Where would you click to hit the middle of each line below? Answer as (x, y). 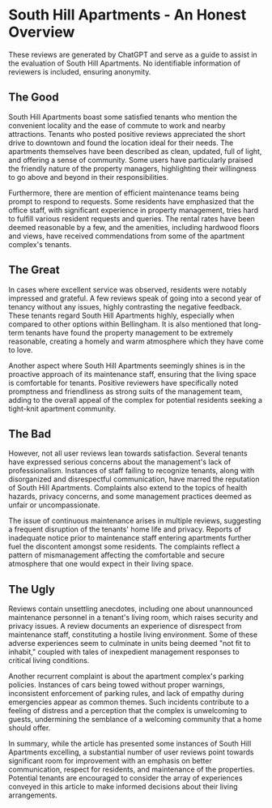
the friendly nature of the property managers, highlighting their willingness (132, 169)
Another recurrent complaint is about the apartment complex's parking (126, 676)
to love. (21, 349)
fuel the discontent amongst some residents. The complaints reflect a (124, 547)
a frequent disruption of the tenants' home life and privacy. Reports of (125, 529)
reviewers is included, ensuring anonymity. (80, 71)
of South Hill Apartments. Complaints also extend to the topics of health (128, 488)
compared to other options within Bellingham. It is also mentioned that (125, 324)
